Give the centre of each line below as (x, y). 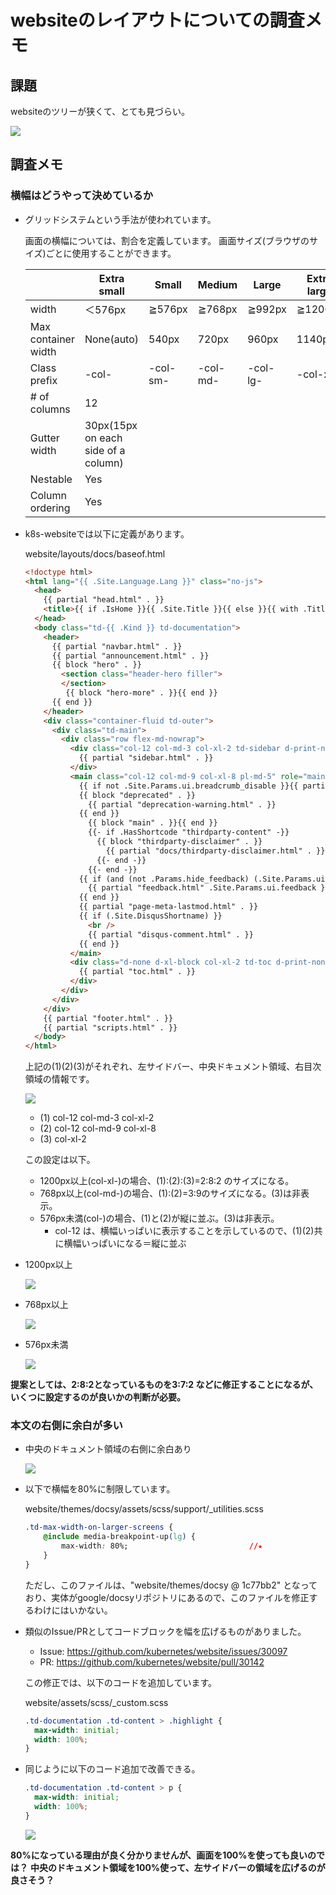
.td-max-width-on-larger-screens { (99, 1527)
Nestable (51, 479)
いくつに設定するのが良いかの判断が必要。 (98, 1397)
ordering (50, 508)
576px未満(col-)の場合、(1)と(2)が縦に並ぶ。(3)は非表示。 (159, 1218)
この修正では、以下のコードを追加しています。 (120, 1682)
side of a (105, 450)
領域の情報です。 (59, 1079)
